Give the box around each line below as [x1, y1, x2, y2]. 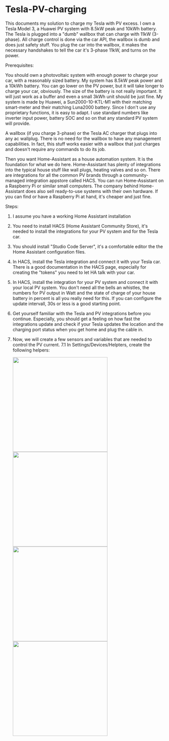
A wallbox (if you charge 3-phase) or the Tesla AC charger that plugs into [5, 130, 157, 136]
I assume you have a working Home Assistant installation [12, 213, 131, 219]
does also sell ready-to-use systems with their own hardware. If [25, 188, 158, 194]
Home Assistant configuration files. [12, 249, 86, 255]
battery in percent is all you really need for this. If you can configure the [12, 295, 162, 301]
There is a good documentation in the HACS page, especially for [12, 264, 147, 270]
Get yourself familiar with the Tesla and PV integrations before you [12, 310, 151, 316]
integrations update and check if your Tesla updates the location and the [12, 321, 164, 327]
